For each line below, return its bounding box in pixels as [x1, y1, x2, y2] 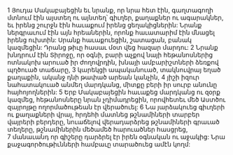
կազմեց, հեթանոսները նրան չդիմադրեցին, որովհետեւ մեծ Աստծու [7, 95, 226, 104]
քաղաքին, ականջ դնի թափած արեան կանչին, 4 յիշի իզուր [7, 73, 199, 81]
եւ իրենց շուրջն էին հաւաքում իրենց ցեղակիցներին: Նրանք [7, 21, 202, 29]
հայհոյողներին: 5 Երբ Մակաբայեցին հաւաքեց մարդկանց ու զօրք [7, 88, 220, 96]
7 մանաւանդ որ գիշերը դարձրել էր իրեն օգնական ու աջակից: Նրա [7, 133, 226, 141]
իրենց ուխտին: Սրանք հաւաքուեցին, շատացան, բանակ [7, 36, 192, 44]
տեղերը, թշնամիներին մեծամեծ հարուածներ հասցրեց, [7, 126, 188, 133]
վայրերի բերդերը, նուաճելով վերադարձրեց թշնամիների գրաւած [7, 118, 220, 126]
